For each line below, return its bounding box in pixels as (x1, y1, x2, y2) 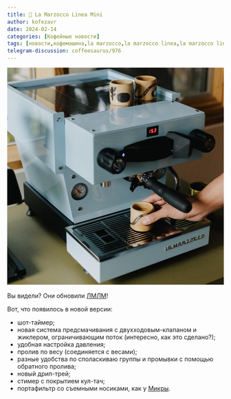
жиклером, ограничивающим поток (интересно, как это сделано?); (16, 333, 216, 341)
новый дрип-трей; (16, 369, 71, 378)
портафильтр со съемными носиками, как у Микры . (16, 385, 170, 392)
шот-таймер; (16, 318, 55, 327)
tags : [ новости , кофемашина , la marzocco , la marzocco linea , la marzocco (7, 40, 214, 48)
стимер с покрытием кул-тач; (16, 377, 105, 385)
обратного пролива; (16, 362, 77, 370)
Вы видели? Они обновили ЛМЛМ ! (7, 291, 109, 300)
